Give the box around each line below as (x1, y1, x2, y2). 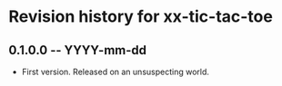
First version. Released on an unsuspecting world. (21, 66, 210, 77)
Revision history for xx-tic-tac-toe (8, 6, 274, 27)
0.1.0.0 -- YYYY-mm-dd (8, 43, 147, 58)
